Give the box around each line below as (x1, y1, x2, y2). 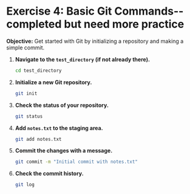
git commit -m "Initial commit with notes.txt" (15, 159, 138, 165)
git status (15, 113, 43, 120)
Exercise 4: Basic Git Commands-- (6, 4, 184, 18)
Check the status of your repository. (15, 101, 109, 109)
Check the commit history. (15, 170, 84, 178)
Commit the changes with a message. (15, 147, 113, 154)
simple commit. (6, 44, 45, 51)
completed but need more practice (6, 17, 185, 31)
